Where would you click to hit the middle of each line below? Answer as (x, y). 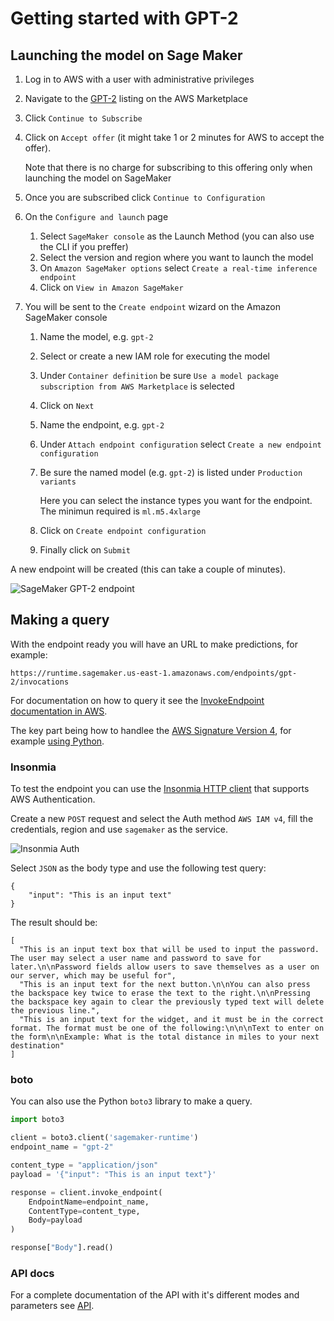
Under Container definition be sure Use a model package (159, 375)
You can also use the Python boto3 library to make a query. (131, 1101)
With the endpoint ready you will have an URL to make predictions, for (154, 644)
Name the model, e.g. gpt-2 (96, 336)
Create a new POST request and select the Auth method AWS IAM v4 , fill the (162, 819)
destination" (37, 1046)
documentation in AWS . (59, 711)
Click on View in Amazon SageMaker (111, 287)
